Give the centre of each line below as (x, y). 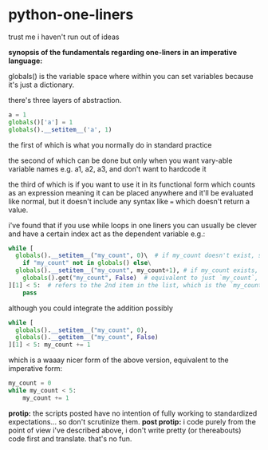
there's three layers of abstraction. (65, 100)
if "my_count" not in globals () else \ (87, 263)
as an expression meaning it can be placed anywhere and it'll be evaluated (131, 192)
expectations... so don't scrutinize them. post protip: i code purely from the (132, 421)
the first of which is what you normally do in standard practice (110, 144)
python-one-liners (71, 15)
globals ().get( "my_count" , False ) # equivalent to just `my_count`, (141, 278)
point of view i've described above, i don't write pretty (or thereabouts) (125, 430)
